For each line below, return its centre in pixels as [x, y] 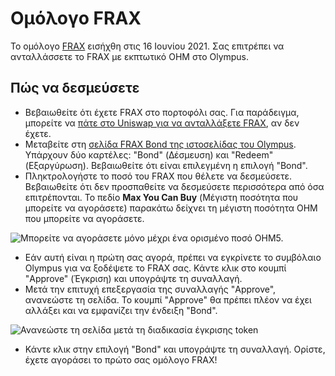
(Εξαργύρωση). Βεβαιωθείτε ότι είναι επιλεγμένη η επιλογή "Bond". [166, 165]
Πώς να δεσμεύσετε [75, 88]
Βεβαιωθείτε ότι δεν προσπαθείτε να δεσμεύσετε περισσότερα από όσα [174, 186]
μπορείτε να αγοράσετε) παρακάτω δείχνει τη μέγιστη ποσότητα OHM [171, 208]
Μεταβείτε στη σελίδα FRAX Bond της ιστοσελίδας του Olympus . [160, 144]
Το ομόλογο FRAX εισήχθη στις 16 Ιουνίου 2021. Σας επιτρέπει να [147, 46]
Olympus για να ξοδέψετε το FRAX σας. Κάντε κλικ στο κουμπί [155, 268]
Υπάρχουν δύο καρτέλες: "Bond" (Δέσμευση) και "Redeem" [149, 154]
